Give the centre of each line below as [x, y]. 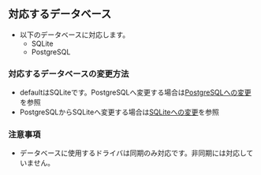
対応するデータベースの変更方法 [69, 73]
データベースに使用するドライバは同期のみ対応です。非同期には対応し [133, 153]
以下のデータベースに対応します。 [75, 35]
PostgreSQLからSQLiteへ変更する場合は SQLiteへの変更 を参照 [119, 112]
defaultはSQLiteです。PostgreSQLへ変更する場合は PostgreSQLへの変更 [135, 92]
